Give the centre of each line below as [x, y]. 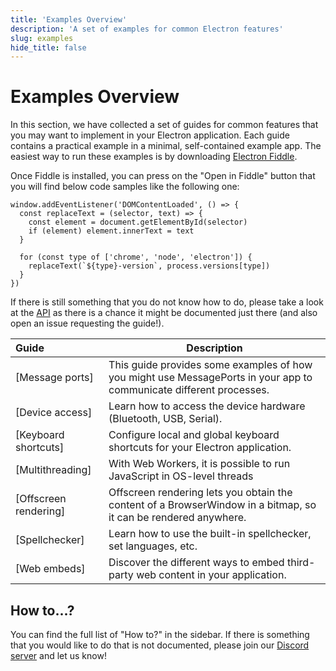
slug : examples [42, 38]
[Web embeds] [50, 569]
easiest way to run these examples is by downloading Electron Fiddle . [154, 157]
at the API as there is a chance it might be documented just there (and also [164, 313]
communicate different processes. [189, 390]
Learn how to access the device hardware [207, 406]
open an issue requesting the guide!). [87, 323]
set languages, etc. [153, 546]
